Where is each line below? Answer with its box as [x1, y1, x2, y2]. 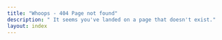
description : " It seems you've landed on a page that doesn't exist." [7, 16, 216, 23]
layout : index [7, 22, 48, 29]
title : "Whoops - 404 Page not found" [7, 9, 118, 17]
